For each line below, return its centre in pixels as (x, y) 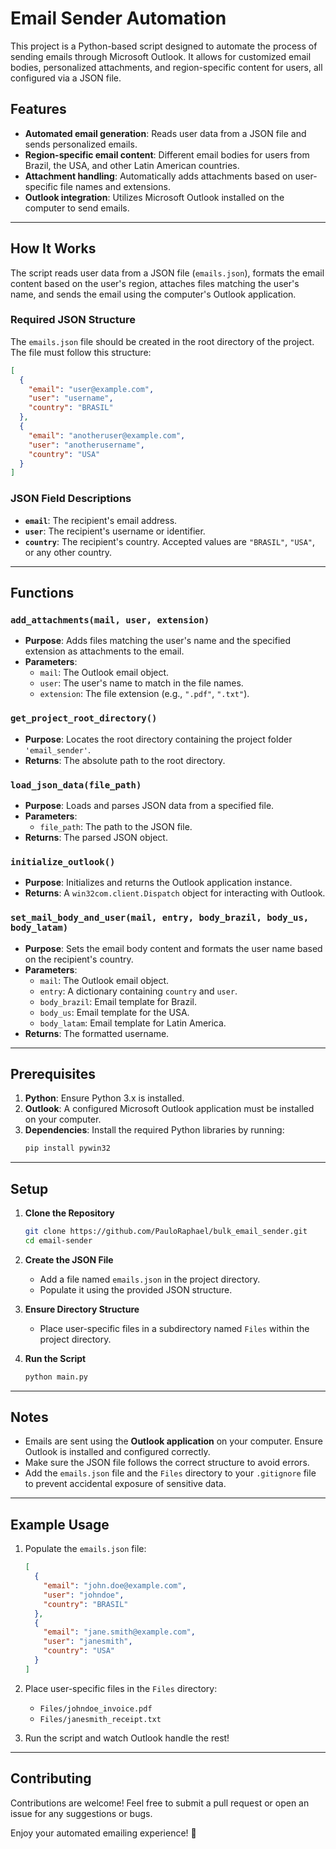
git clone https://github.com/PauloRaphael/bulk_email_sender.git (166, 1232)
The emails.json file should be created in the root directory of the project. (162, 341)
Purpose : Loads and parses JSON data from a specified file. (149, 805)
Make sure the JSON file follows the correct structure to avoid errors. (167, 1463)
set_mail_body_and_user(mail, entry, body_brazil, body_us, (160, 918)
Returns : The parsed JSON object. (96, 837)
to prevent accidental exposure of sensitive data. (125, 1484)
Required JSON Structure (73, 320)
